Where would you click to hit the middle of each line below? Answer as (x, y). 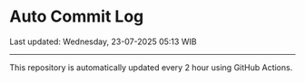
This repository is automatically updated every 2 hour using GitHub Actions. (151, 67)
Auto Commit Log (77, 17)
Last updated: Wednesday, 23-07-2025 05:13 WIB (103, 41)
